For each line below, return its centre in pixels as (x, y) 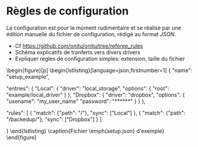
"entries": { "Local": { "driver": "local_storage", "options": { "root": (88, 88)
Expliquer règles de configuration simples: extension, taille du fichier (100, 58)
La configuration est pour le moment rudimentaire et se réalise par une (94, 28)
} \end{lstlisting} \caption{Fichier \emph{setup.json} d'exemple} (85, 131)
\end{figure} (22, 137)
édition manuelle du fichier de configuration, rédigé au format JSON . (91, 34)
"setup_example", (28, 77)
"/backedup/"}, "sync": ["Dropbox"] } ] (54, 119)
